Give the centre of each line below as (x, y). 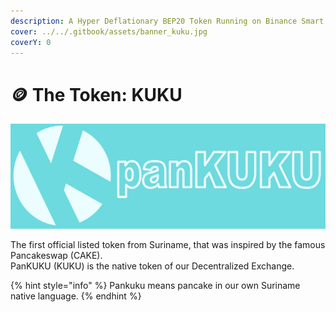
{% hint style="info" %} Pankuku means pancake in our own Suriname (155, 286)
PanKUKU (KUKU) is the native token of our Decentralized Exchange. (152, 266)
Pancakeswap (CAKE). (56, 256)
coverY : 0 (31, 42)
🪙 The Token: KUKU (96, 94)
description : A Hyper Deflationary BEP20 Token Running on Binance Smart (167, 21)
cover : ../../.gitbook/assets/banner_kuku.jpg (109, 31)
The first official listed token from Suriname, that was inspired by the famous (168, 245)
